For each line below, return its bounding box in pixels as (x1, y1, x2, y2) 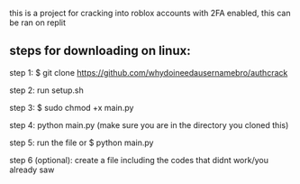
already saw (9, 164, 55, 175)
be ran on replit (9, 17, 66, 28)
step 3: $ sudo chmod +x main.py (9, 102, 134, 113)
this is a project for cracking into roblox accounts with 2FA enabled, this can (9, 8, 291, 18)
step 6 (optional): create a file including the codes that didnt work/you (9, 154, 268, 165)
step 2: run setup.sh (9, 85, 84, 96)
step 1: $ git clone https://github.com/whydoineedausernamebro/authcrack (9, 67, 288, 78)
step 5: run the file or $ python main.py (9, 137, 154, 148)
